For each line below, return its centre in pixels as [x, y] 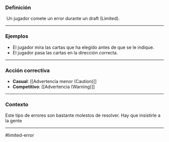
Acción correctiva [28, 70]
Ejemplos [17, 36]
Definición [18, 8]
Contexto [17, 104]
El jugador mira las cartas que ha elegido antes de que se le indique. [83, 47]
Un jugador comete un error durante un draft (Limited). [63, 19]
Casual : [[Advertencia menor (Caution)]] [55, 81]
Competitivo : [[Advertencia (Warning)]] [54, 87]
